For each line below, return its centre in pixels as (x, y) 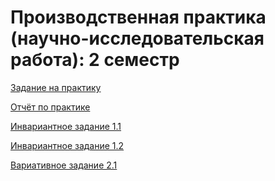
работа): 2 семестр (95, 60)
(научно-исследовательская (137, 38)
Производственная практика (138, 17)
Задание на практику (56, 87)
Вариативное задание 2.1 (64, 165)
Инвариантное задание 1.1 (66, 126)
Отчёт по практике (50, 107)
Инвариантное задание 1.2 (67, 145)
